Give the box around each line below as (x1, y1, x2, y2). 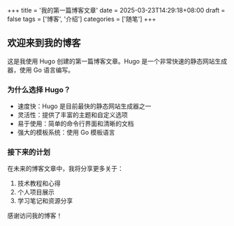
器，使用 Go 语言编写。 (7, 66, 75, 74)
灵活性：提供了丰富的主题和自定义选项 (17, 111, 128, 119)
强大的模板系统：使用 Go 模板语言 (17, 128, 115, 137)
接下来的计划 (7, 147, 51, 157)
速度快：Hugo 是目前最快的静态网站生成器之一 (17, 102, 152, 110)
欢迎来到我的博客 (7, 37, 81, 49)
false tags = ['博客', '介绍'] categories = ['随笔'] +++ (7, 15, 156, 23)
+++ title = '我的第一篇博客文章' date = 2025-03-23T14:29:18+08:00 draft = (7, 6, 226, 14)
